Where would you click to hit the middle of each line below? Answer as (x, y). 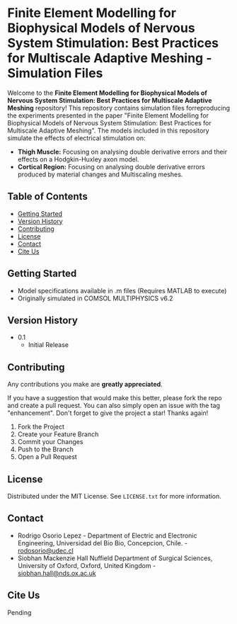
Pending (19, 612)
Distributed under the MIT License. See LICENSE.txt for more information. (114, 496)
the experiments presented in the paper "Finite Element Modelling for (108, 115)
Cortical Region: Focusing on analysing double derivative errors (111, 166)
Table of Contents (48, 197)
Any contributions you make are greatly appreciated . (85, 385)
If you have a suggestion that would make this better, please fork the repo (115, 398)
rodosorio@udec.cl (46, 550)
